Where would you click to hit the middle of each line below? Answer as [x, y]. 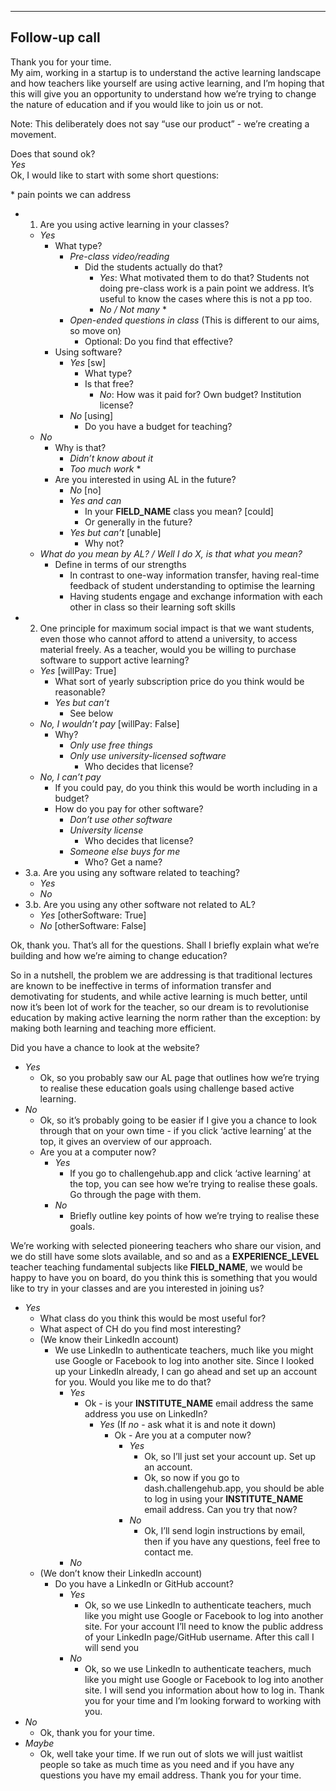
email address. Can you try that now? [221, 1509]
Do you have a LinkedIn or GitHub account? [144, 1583]
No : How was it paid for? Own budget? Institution [200, 394]
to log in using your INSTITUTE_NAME [224, 1498]
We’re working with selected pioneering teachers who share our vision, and [166, 1245]
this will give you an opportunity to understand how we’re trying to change [163, 93]
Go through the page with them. [135, 1194]
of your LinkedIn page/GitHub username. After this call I [199, 1637]
